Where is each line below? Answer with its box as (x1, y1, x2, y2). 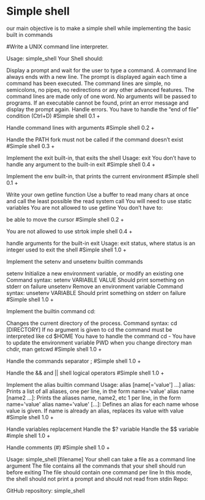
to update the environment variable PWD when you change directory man (6, 338, 192, 346)
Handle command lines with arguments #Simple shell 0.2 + (6, 124, 155, 131)
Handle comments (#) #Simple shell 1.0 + (6, 444, 110, 451)
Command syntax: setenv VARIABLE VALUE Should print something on (6, 276, 185, 283)
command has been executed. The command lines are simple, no (6, 80, 171, 87)
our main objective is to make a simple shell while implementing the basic (6, 24, 192, 32)
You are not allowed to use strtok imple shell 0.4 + (6, 228, 133, 235)
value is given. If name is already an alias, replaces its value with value (6, 407, 184, 414)
